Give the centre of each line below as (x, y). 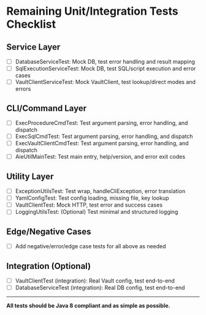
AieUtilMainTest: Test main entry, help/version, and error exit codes (100, 157)
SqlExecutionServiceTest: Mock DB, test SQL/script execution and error (105, 69)
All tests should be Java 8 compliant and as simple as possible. (88, 306)
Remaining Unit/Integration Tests (93, 11)
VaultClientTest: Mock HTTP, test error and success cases (89, 205)
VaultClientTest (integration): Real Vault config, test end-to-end (95, 281)
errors (23, 89)
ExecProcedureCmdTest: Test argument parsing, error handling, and (101, 123)
